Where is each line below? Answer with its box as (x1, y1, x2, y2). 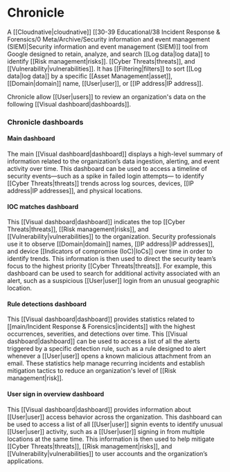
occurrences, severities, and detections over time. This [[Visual (7, 330, 188, 338)
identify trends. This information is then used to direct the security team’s (7, 255, 216, 263)
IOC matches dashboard (7, 202, 79, 210)
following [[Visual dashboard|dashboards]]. (7, 100, 132, 108)
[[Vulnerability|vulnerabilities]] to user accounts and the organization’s (7, 449, 208, 457)
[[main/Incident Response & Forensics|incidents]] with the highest (7, 323, 195, 331)
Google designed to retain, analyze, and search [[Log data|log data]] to (7, 50, 210, 58)
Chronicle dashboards (7, 117, 84, 127)
